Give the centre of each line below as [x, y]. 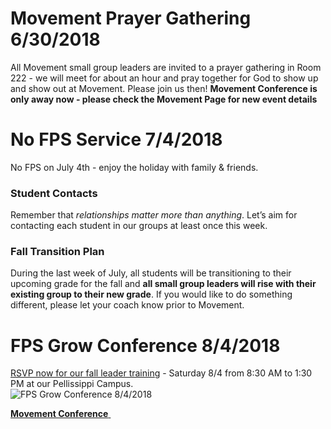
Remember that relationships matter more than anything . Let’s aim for [154, 215]
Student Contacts [54, 193]
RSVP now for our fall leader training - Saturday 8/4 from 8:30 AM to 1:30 [161, 373]
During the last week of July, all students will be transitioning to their [151, 273]
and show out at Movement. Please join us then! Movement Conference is [164, 88]
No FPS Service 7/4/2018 [116, 139]
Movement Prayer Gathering [131, 18]
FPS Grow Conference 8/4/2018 [145, 345]
